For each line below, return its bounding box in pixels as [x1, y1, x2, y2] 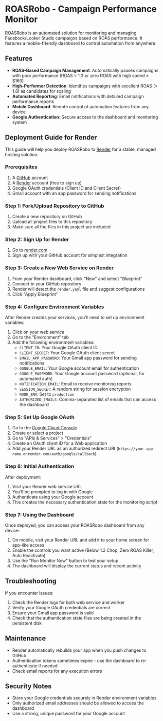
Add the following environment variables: [12, 340, 95, 345]
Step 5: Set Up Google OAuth [5, 414, 74, 421]
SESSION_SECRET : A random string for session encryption [19, 386, 131, 392]
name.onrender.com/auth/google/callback [12, 452, 95, 457]
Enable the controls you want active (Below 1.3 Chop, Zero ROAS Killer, [12, 547, 154, 553]
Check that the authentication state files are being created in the [12, 615, 141, 621]
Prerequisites [5, 163, 37, 170]
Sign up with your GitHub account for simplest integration [12, 252, 127, 258]
